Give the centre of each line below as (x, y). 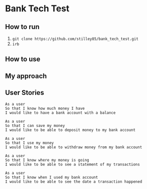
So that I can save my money (35, 126)
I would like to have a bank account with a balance (60, 113)
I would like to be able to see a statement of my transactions (73, 164)
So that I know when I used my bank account (52, 177)
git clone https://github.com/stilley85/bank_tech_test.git (75, 39)
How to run (22, 27)
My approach (26, 76)
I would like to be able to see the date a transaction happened (73, 182)
